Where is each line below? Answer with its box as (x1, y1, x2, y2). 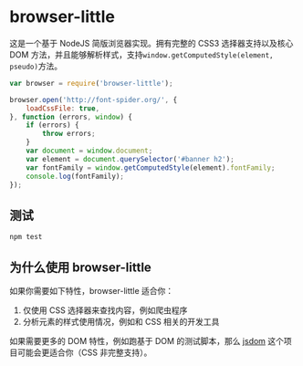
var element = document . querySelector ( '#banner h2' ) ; (26, 154, 235, 163)
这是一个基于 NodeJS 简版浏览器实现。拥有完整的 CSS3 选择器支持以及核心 (9, 37, 294, 48)
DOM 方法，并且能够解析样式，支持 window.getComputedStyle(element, (9, 48, 274, 60)
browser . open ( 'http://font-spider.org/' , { (9, 95, 178, 104)
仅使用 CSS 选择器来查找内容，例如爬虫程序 (22, 305, 188, 316)
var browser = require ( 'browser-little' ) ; (9, 78, 173, 88)
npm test (9, 233, 43, 242)
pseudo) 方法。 (9, 60, 63, 71)
